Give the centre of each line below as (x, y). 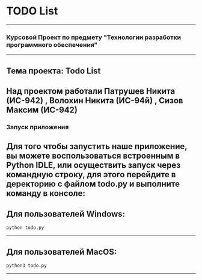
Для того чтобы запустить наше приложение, (97, 146)
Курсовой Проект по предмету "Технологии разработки (94, 37)
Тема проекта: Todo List (54, 71)
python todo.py (25, 228)
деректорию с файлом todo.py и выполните (93, 184)
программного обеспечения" (52, 44)
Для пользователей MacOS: (62, 251)
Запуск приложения (38, 127)
